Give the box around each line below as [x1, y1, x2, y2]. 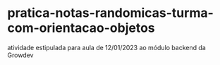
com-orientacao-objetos [7, 20, 155, 36]
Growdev [7, 51, 34, 59]
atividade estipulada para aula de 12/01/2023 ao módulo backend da [7, 43, 206, 52]
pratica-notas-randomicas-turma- [7, 5, 214, 21]
